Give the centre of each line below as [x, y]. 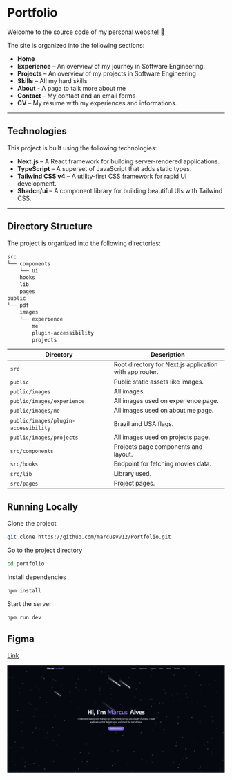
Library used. [133, 473]
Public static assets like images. [158, 382]
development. [37, 183]
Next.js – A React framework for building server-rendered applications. [118, 161]
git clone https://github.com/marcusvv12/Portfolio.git [89, 537]
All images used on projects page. [162, 437]
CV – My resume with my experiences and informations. [97, 103]
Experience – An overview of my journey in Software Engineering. [111, 66]
